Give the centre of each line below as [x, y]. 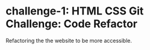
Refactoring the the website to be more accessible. [69, 40]
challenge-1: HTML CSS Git [75, 11]
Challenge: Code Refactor [72, 24]
